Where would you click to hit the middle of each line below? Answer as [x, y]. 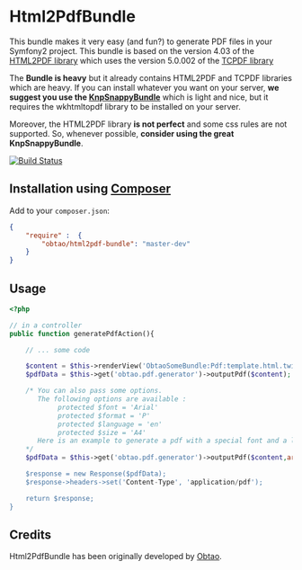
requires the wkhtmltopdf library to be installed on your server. [125, 106]
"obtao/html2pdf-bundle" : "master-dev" [116, 244]
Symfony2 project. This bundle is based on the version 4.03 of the [132, 50]
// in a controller [46, 325]
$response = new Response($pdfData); [96, 474]
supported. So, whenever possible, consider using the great [122, 133]
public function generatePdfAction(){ [82, 334]
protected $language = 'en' [110, 424]
